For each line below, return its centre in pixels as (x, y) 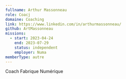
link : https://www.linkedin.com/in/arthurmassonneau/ (64, 24)
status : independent (36, 48)
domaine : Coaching (25, 19)
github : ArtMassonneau (29, 29)
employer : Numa (30, 52)
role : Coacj (18, 15)
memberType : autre (25, 57)
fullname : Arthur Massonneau (36, 10)
